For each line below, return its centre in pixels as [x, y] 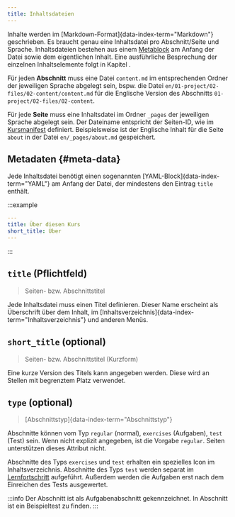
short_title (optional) [57, 342]
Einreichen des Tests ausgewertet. [58, 485]
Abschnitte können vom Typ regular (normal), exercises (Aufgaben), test [115, 433]
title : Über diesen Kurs [44, 225]
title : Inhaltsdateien [41, 14]
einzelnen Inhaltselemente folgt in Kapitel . [69, 64]
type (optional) [40, 402]
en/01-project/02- [192, 86]
